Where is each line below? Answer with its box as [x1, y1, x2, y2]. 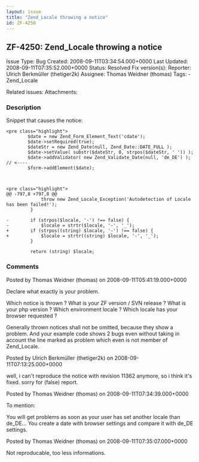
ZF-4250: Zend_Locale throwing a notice [6, 42, 163, 52]
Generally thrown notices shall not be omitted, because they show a [6, 323, 173, 331]
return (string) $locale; [30, 249, 95, 255]
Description [6, 103, 41, 112]
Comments [6, 262, 39, 271]
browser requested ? [6, 312, 57, 319]
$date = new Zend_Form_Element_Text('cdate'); [27, 134, 146, 140]
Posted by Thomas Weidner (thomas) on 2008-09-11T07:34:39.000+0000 [6, 390, 189, 397]
